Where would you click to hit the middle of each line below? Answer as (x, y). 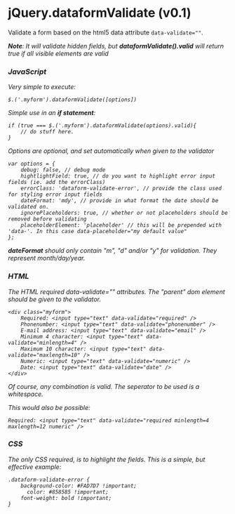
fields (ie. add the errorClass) (57, 183)
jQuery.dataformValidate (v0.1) (100, 13)
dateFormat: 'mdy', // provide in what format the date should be (120, 201)
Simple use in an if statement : (52, 113)
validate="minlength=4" (43, 343)
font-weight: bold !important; (66, 498)
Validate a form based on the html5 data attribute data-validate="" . (106, 32)
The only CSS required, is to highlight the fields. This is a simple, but (107, 459)
